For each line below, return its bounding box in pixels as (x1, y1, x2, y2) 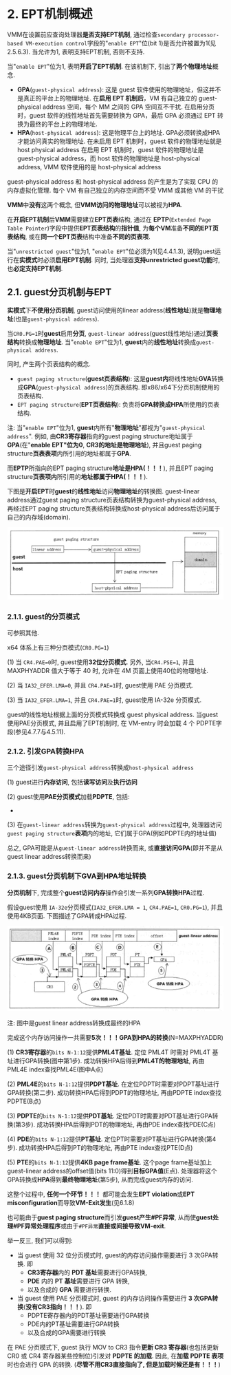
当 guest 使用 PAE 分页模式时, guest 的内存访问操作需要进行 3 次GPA (16, 1294, 212, 1302)
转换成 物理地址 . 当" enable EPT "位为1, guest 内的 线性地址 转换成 (19, 338, 197, 346)
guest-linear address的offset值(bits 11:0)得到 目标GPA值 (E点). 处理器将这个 (7, 1166, 218, 1175)
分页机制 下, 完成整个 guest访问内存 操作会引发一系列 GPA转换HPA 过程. (7, 888, 205, 897)
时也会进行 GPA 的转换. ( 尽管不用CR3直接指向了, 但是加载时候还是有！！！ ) (7, 1360, 221, 1368)
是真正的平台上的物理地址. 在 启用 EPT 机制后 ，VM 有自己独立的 (16, 94, 197, 102)
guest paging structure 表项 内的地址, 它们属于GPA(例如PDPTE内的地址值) (7, 829, 217, 838)
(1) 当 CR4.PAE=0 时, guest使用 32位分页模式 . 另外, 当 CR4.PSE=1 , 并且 (7, 658, 195, 666)
